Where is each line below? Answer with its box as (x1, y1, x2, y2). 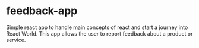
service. (6, 36, 26, 43)
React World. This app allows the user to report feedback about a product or (6, 30, 193, 37)
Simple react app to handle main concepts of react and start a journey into (6, 24, 188, 31)
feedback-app (6, 4, 78, 18)
